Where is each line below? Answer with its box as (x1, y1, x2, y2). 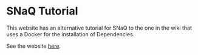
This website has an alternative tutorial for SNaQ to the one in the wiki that (6, 24, 193, 31)
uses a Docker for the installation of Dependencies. (6, 30, 135, 37)
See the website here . (6, 42, 61, 50)
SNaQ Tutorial (6, 4, 78, 18)
